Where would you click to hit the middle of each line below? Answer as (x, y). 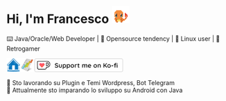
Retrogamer (24, 48)
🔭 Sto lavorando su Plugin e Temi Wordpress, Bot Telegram (90, 82)
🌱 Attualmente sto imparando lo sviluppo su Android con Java (95, 90)
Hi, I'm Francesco (58, 19)
